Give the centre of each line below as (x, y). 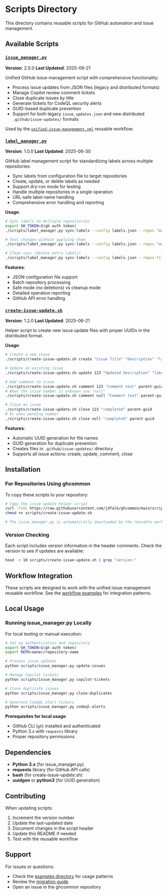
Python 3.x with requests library (45, 731)
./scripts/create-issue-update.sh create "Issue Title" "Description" (80, 359)
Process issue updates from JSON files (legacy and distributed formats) (86, 87)
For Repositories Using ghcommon (48, 484)
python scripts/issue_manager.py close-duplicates (59, 693)
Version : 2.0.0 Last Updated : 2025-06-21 (48, 68)
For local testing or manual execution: (43, 634)
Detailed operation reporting (41, 293)
